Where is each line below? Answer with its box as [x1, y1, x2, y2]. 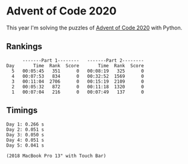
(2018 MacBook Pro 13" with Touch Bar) [6, 153, 107, 159]
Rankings [6, 41, 42, 52]
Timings [6, 105, 38, 115]
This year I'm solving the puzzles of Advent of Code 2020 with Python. [6, 24, 183, 31]
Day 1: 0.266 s [6, 121, 45, 127]
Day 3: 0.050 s [6, 132, 45, 138]
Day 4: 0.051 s [6, 137, 45, 143]
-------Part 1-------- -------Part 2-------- [22, 57, 145, 64]
